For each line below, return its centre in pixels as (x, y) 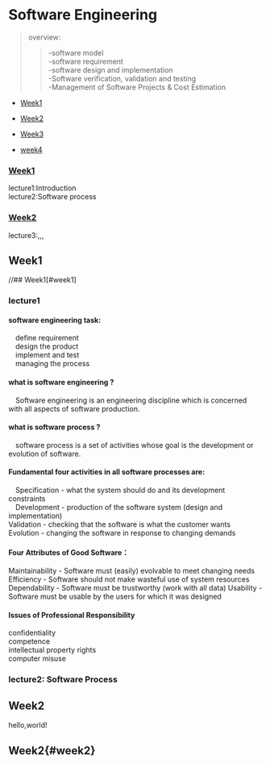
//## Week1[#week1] (42, 280)
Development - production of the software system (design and (119, 507)
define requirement (47, 338)
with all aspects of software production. (74, 408)
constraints (27, 499)
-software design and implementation (110, 69)
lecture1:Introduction (42, 188)
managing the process (53, 364)
